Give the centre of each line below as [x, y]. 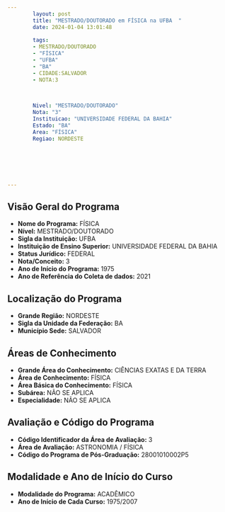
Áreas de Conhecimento [62, 353]
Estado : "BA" [52, 125]
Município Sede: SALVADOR [59, 331]
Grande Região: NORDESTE [58, 316]
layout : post [52, 14]
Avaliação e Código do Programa [81, 422]
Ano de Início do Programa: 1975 [66, 269]
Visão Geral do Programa [64, 207]
